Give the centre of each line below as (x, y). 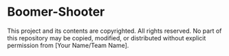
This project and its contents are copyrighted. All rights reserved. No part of (115, 31)
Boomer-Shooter (56, 12)
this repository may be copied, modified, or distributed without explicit (107, 38)
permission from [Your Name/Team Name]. (68, 45)
